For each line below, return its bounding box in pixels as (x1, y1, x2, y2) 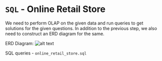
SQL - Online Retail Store (5, 3, 106, 15)
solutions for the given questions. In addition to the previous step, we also (5, 25, 157, 31)
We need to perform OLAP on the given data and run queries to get (5, 20, 143, 26)
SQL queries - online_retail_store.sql (5, 50, 86, 56)
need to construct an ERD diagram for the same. (5, 30, 104, 36)
